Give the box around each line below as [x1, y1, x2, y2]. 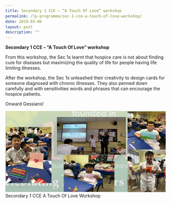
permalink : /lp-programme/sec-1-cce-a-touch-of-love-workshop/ [5, 13, 142, 19]
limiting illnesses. [5, 65, 42, 71]
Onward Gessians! [5, 101, 44, 107]
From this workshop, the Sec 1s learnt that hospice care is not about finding [5, 54, 164, 61]
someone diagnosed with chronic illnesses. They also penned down [5, 80, 148, 86]
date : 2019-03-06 [5, 19, 42, 24]
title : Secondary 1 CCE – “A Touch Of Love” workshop [5, 8, 122, 13]
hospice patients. [5, 91, 42, 97]
